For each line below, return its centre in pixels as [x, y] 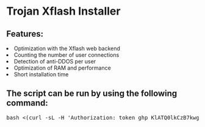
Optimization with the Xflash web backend [67, 48]
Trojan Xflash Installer [63, 11]
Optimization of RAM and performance [63, 68]
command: [27, 103]
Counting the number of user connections [67, 55]
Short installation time [41, 74]
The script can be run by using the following [92, 94]
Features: [25, 34]
